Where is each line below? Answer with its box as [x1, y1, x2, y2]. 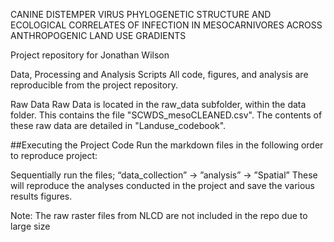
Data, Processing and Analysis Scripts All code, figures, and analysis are [10, 69, 309, 80]
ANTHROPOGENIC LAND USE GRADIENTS [10, 30, 187, 41]
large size [10, 220, 51, 232]
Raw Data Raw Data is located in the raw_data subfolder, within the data [10, 99, 307, 110]
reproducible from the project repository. [10, 79, 178, 91]
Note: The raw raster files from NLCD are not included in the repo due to [10, 210, 308, 221]
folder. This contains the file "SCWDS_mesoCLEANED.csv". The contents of [10, 109, 323, 121]
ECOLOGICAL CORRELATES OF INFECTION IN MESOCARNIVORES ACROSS [10, 19, 323, 31]
